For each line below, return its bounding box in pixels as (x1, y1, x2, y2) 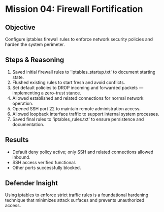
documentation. (12, 121, 44, 127)
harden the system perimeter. (5, 42, 65, 47)
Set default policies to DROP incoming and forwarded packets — (12, 85, 144, 90)
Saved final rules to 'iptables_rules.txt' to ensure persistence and (12, 116, 144, 122)
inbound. (12, 154, 31, 160)
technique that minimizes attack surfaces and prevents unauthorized (5, 197, 144, 203)
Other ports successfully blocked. (12, 165, 81, 170)
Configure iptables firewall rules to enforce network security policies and (5, 36, 153, 42)
